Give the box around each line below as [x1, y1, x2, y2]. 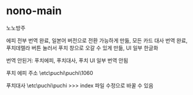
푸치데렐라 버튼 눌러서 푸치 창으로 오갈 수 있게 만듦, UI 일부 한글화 [6, 44, 159, 51]
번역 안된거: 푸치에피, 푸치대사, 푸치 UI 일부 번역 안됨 [6, 57, 129, 64]
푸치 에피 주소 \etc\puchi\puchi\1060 [6, 69, 93, 76]
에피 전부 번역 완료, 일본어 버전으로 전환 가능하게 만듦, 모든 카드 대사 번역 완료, [6, 37, 188, 44]
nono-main [6, 4, 62, 18]
